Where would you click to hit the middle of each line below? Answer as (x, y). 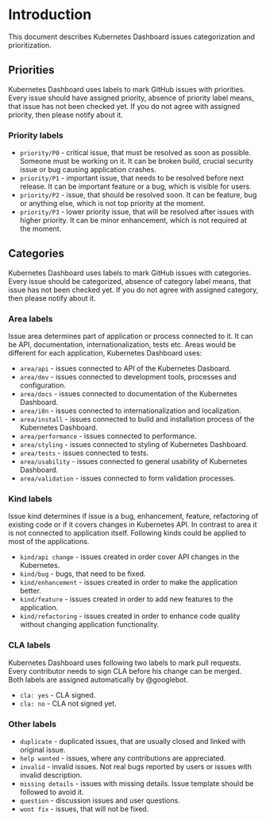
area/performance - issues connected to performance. (108, 436)
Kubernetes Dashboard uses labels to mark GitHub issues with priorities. (127, 89)
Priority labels (36, 135)
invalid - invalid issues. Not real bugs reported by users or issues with (135, 767)
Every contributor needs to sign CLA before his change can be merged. (125, 671)
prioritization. (30, 45)
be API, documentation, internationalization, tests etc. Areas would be (122, 344)
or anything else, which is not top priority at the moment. (112, 204)
